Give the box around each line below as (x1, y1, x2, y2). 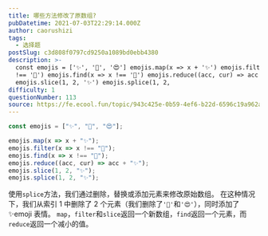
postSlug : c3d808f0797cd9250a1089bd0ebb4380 (8, 49, 159, 57)
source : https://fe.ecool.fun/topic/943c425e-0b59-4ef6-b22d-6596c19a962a (8, 100, 262, 108)
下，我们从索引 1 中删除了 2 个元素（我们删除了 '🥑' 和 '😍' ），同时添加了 (8, 199, 240, 209)
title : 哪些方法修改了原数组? (8, 11, 97, 20)
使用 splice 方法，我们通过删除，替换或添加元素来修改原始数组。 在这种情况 (8, 189, 255, 199)
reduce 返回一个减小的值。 (8, 219, 93, 229)
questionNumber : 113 (8, 93, 77, 101)
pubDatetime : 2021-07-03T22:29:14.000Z (8, 19, 141, 27)
